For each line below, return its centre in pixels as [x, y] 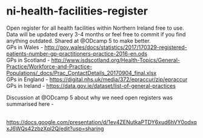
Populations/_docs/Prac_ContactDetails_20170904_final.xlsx [82, 73]
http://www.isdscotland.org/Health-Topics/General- [116, 60]
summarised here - [30, 103]
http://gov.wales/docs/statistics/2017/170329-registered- [116, 47]
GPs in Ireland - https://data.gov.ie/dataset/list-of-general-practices [91, 85]
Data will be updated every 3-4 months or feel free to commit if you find [96, 34]
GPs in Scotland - [28, 60]
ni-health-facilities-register [77, 11]
